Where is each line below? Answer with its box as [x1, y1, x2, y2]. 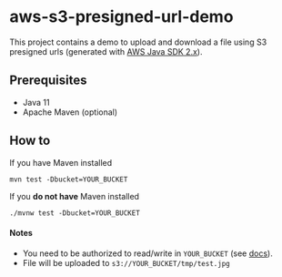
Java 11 [22, 97, 50, 108]
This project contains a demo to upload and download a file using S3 [9, 36, 267, 47]
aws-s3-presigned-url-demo [9, 6, 234, 27]
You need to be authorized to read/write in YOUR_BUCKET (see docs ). [22, 248, 273, 259]
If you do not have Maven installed [9, 190, 139, 201]
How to [9, 133, 51, 149]
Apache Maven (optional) [22, 107, 118, 118]
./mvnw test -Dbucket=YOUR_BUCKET [9, 208, 141, 218]
